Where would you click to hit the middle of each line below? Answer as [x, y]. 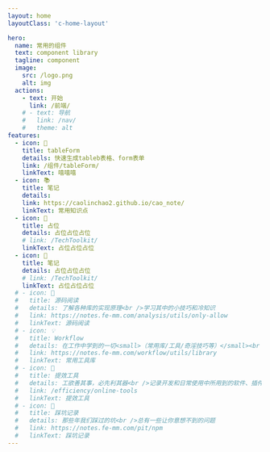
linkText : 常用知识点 [55, 211]
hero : [17, 38]
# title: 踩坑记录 [47, 413]
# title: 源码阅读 [47, 301]
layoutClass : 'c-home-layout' [58, 23]
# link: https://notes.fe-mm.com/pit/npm [89, 429]
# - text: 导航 [46, 113]
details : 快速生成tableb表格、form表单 [83, 158]
